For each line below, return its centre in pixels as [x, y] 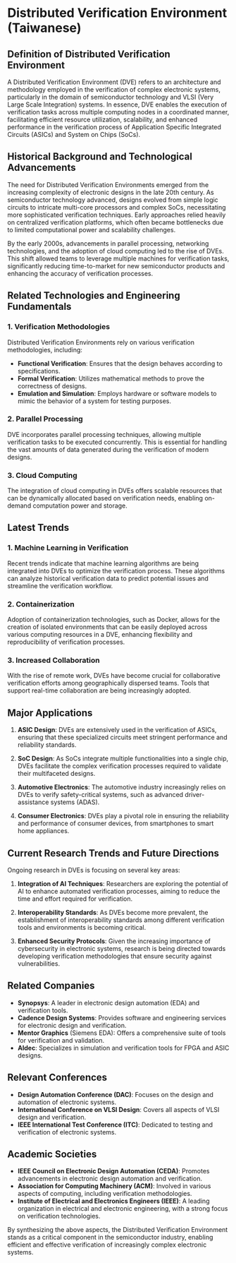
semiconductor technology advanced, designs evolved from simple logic [113, 200]
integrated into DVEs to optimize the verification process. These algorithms [116, 570]
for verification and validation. [61, 1040]
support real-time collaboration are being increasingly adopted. [99, 690]
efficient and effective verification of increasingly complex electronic [107, 1245]
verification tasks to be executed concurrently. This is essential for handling [117, 442]
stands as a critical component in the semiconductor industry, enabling [110, 1238]
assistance [33, 802]
